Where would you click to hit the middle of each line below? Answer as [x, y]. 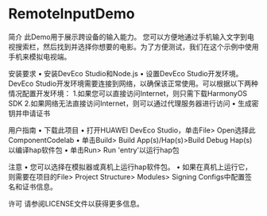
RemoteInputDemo [72, 14]
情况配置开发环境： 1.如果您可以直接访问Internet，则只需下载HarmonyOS [128, 93]
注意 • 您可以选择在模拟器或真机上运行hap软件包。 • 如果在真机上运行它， [130, 167]
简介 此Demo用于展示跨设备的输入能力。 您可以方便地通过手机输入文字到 [128, 37]
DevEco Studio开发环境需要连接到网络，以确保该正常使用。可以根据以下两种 [133, 83]
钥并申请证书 [29, 113]
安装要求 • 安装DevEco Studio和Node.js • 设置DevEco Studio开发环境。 [126, 73]
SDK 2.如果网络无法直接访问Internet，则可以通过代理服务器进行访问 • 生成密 [133, 103]
